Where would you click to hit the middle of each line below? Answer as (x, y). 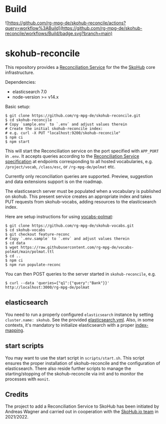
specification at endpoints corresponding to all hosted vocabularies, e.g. (79, 161)
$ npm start (17, 142)
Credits (17, 394)
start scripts (25, 346)
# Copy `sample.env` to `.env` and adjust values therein (66, 124)
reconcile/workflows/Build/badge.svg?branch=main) (59, 33)
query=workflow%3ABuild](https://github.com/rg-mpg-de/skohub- (74, 28)
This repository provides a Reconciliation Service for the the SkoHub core (80, 67)
